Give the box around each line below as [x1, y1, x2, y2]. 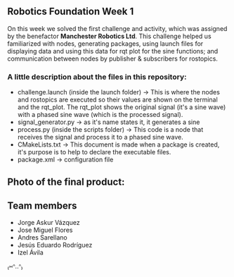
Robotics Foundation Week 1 [7, 6, 134, 18]
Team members [7, 199, 77, 211]
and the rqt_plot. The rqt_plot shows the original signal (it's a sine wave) [17, 103, 226, 111]
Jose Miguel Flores [17, 226, 73, 235]
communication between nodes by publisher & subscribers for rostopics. [7, 54, 218, 63]
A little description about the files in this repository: [7, 72, 187, 82]
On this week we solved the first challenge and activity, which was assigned [7, 24, 228, 32]
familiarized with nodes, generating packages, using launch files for [7, 39, 204, 48]
